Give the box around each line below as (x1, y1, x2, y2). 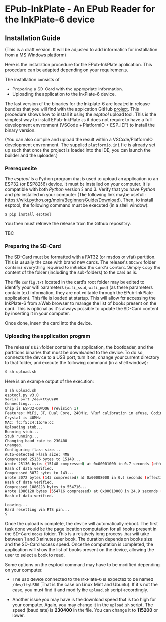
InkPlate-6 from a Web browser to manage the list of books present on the (5, 300, 157, 306)
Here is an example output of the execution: (5, 378, 94, 384)
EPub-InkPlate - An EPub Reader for (5, 3, 155, 15)
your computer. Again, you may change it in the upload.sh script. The (12, 602, 153, 608)
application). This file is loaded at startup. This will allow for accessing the (5, 295, 156, 301)
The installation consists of (5, 77, 60, 82)
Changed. (5, 443, 23, 448)
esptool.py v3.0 (5, 392, 39, 398)
